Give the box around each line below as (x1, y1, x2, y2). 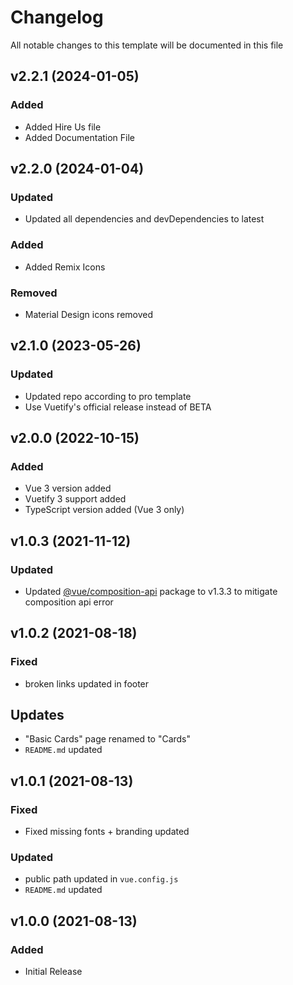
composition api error (24, 596, 114, 608)
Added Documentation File (24, 131, 136, 143)
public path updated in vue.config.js (24, 873, 179, 885)
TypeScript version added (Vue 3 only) (24, 504, 185, 516)
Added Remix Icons (24, 261, 106, 273)
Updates (10, 707, 65, 724)
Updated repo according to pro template (24, 390, 192, 402)
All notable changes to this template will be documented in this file (10, 39, 284, 51)
